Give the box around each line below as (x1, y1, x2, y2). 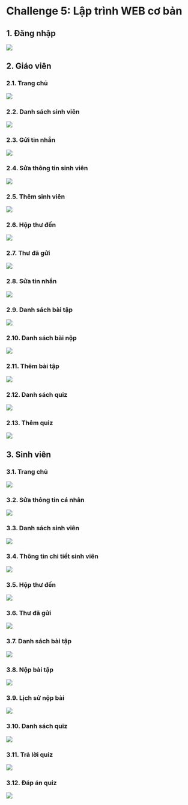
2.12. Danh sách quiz (6, 390, 68, 399)
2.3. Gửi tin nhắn (6, 135, 56, 144)
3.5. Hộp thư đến (6, 580, 56, 589)
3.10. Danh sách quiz (6, 722, 68, 730)
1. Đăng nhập (6, 28, 56, 38)
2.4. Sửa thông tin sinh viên (6, 164, 88, 173)
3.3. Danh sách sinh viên (6, 524, 80, 533)
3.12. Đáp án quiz (6, 779, 57, 787)
